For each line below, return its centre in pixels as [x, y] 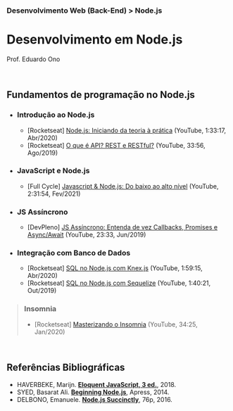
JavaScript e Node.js [53, 171]
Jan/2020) [50, 331]
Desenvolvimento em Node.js [95, 40]
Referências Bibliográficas [66, 368]
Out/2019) [42, 291]
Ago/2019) [43, 153]
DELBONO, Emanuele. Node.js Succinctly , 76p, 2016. [95, 399]
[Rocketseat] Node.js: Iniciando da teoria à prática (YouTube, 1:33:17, [127, 130]
